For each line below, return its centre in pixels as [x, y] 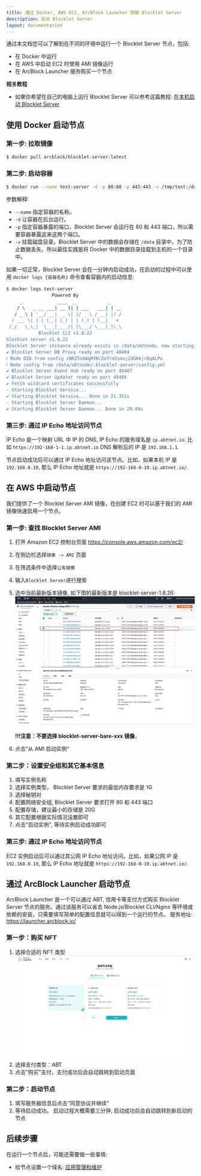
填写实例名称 [31, 780]
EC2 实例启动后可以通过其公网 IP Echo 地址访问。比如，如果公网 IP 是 [92, 856]
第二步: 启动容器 [29, 173]
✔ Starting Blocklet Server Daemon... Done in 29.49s [75, 409]
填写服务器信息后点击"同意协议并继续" [62, 1103]
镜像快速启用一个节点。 [35, 511]
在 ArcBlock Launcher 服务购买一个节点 [63, 71]
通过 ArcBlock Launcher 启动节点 [68, 884]
